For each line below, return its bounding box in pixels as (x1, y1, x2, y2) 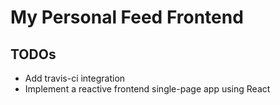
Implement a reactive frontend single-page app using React (24, 83, 271, 95)
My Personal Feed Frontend (10, 6, 244, 29)
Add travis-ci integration (24, 72, 126, 84)
